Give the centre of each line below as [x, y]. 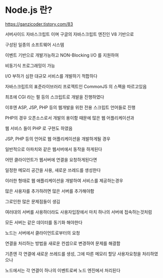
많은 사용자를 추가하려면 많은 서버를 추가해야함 [50, 191]
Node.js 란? [29, 10]
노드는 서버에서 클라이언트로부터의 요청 [42, 233]
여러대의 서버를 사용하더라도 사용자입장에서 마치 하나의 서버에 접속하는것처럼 [79, 212]
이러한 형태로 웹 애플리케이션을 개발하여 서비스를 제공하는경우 [64, 181]
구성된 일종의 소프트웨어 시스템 [35, 44]
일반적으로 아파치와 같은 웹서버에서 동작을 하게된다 [54, 149]
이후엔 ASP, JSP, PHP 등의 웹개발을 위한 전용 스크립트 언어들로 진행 [70, 107]
